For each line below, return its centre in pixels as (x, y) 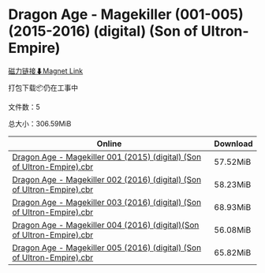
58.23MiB (233, 185)
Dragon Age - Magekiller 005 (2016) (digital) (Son (107, 248)
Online (109, 144)
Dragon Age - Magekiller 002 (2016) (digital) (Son (107, 179)
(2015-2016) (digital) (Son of (103, 31)
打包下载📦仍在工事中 (43, 88)
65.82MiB (233, 252)
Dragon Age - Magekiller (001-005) (126, 15)
